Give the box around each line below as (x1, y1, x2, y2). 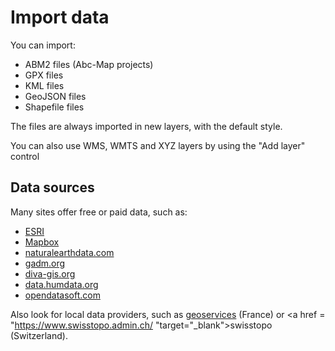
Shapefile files (24, 101, 85, 113)
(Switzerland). (10, 329, 68, 341)
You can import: (10, 39, 76, 51)
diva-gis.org (24, 267, 76, 280)
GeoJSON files (24, 90, 87, 102)
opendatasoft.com (24, 289, 101, 301)
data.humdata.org (24, 278, 99, 290)
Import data (10, 6, 110, 29)
